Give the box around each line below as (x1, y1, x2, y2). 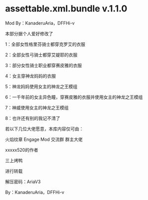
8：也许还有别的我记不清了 (5, 115, 61, 121)
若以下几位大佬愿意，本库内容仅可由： (5, 125, 83, 132)
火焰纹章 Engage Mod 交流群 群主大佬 (5, 136, 83, 142)
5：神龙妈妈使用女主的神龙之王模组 (5, 83, 78, 90)
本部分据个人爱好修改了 (5, 30, 53, 36)
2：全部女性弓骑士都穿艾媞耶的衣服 (5, 52, 78, 58)
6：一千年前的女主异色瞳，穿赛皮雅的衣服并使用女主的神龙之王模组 (5, 94, 143, 100)
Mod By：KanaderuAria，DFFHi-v (5, 20, 75, 26)
